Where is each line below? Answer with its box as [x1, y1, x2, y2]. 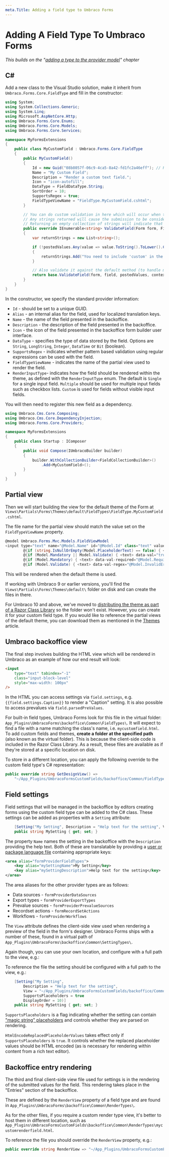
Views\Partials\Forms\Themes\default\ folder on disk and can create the [5, 587, 156, 593]
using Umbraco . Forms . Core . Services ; [5, 128, 82, 133]
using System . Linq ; [5, 109, 46, 114]
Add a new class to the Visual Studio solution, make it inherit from [5, 84, 141, 91]
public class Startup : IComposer [14, 439, 87, 444]
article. [5, 623, 20, 629]
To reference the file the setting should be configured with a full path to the [5, 964, 161, 970]
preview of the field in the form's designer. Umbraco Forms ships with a [5, 928, 154, 935]
